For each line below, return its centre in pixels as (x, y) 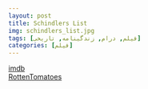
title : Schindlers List (48, 23)
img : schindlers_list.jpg (51, 30)
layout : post (30, 16)
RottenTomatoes (35, 77)
